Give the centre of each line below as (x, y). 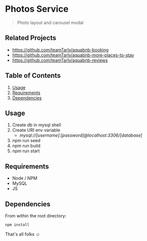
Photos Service (37, 9)
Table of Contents (33, 76)
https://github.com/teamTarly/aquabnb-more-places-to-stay (73, 55)
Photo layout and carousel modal (50, 23)
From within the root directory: (36, 216)
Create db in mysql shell (37, 125)
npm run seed (26, 141)
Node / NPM (25, 178)
